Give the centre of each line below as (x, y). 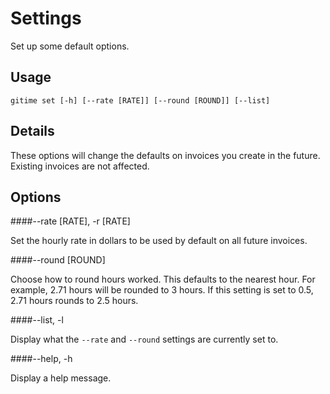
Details (32, 131)
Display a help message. (61, 378)
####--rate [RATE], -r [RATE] (70, 221)
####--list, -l (37, 320)
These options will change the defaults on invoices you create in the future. (165, 155)
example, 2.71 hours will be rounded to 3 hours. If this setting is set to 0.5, (162, 290)
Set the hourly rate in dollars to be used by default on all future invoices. (159, 241)
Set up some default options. (70, 46)
